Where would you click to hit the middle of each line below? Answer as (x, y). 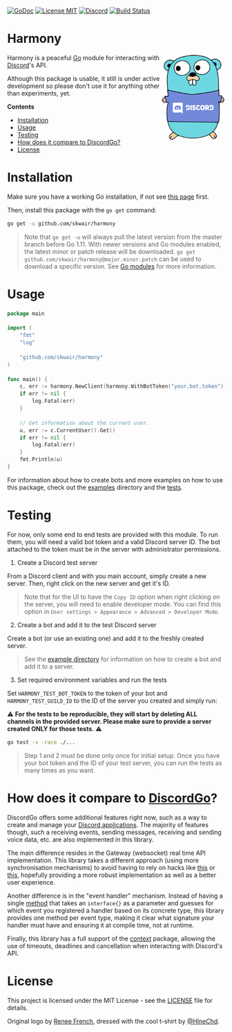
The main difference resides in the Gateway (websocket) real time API (106, 853)
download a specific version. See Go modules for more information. (120, 266)
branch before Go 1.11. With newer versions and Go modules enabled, (123, 244)
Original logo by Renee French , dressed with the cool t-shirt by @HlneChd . (113, 1021)
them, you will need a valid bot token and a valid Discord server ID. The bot (114, 542)
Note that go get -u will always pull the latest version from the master (123, 237)
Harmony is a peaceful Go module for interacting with (84, 57)
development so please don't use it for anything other (84, 86)
